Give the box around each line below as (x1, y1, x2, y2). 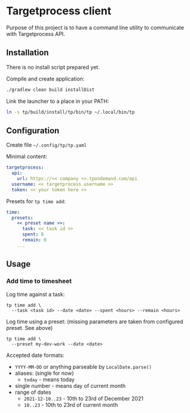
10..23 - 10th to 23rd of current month (23, 401, 118, 408)
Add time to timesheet (6, 277, 72, 285)
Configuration (6, 126, 60, 136)
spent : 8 (22, 231, 44, 237)
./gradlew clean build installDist (6, 87, 95, 93)
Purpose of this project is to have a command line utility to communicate (6, 24, 184, 31)
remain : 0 (22, 237, 47, 243)
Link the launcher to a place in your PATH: (6, 97, 109, 105)
